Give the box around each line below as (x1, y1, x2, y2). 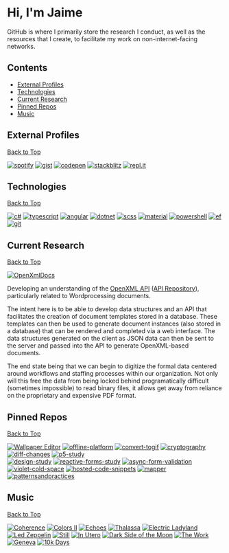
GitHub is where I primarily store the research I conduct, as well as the (7, 27, 206, 36)
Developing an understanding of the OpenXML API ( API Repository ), (7, 284, 200, 293)
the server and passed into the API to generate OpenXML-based (7, 341, 189, 350)
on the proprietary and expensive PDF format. (7, 392, 137, 400)
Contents (7, 62, 48, 74)
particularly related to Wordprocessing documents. (7, 292, 151, 300)
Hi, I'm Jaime (7, 5, 83, 21)
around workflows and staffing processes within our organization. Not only (7, 370, 218, 378)
